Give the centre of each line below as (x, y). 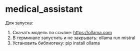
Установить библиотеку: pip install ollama (56, 43)
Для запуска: (19, 23)
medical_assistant (44, 9)
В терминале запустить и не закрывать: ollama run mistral (74, 38)
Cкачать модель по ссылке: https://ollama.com (62, 32)
